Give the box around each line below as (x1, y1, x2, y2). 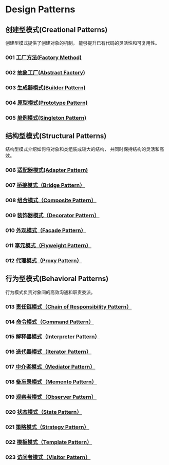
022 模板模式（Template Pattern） (5, 438, 92, 445)
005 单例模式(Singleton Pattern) (5, 114, 86, 121)
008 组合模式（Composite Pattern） (5, 197, 97, 204)
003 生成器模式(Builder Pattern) (5, 84, 86, 91)
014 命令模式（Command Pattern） (5, 318, 94, 325)
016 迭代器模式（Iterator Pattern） (5, 348, 92, 355)
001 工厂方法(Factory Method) (5, 54, 82, 61)
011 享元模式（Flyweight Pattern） (5, 242, 91, 249)
